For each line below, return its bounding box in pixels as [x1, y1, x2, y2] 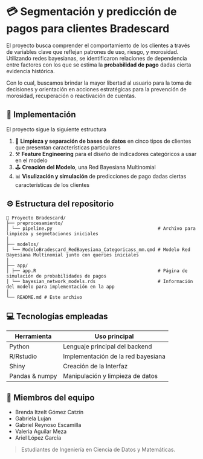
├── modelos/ [6, 241, 39, 247]
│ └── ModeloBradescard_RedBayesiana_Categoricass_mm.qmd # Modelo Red [6, 246, 190, 253]
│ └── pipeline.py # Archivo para [6, 225, 196, 232]
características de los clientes [14, 181, 90, 188]
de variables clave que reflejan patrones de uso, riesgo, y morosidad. [6, 48, 179, 55]
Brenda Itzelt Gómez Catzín [14, 409, 83, 416]
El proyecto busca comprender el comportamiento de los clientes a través [6, 42, 190, 49]
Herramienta [14, 332, 52, 340]
